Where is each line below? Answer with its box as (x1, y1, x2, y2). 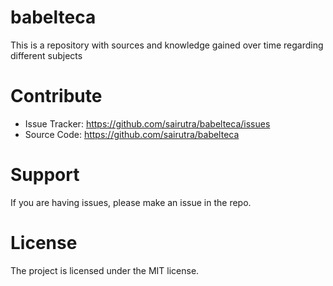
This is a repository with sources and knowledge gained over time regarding (10, 39, 324, 51)
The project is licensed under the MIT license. (10, 264, 200, 276)
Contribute (10, 85, 103, 108)
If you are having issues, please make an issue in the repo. (10, 196, 252, 208)
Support (10, 164, 80, 186)
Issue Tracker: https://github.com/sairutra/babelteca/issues (24, 117, 271, 130)
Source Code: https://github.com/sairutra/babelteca (24, 128, 240, 140)
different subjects (10, 49, 83, 61)
